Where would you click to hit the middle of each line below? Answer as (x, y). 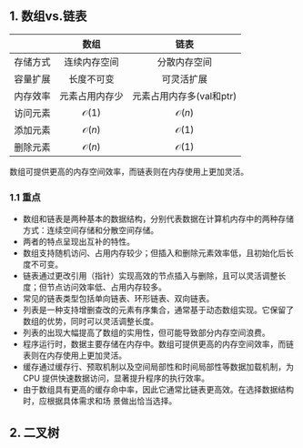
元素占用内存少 (92, 96)
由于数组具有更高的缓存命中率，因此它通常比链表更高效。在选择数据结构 (158, 390)
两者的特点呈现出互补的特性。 (78, 242)
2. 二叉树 (35, 432)
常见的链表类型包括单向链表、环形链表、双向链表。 (118, 299)
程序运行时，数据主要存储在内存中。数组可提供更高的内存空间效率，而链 (158, 344)
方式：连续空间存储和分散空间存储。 (91, 230)
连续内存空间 (92, 62)
